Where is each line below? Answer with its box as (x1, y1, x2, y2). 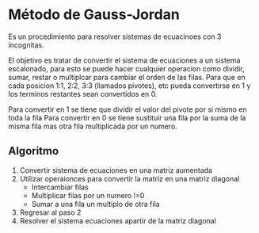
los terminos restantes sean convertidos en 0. (8, 89, 158, 98)
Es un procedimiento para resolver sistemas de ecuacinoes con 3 (8, 32, 222, 41)
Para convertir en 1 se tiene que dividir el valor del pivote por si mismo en (8, 105, 247, 114)
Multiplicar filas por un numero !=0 (31, 190, 145, 200)
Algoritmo (8, 144, 59, 158)
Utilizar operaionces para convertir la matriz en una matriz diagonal (19, 174, 240, 183)
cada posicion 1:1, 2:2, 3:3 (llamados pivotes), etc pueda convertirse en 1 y (8, 81, 251, 90)
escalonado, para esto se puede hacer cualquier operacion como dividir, (8, 63, 246, 73)
